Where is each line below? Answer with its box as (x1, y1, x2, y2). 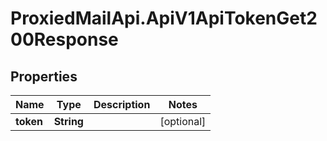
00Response (10, 28, 119, 51)
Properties (10, 68, 78, 85)
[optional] (159, 115, 207, 128)
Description (93, 98, 151, 111)
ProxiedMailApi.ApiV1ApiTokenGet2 (10, 7, 318, 30)
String (53, 115, 84, 128)
